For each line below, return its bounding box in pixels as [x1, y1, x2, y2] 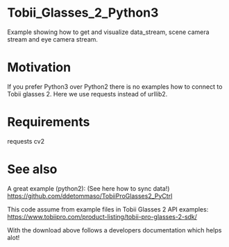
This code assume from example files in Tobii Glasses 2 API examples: [7, 205, 209, 213]
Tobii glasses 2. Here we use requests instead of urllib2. [7, 90, 168, 98]
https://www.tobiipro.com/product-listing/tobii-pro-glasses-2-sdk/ [7, 212, 198, 221]
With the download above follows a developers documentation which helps [7, 225, 222, 234]
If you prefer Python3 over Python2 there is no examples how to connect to [7, 82, 223, 91]
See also [7, 162, 58, 177]
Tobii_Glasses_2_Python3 [7, 5, 159, 21]
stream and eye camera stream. [7, 35, 99, 43]
